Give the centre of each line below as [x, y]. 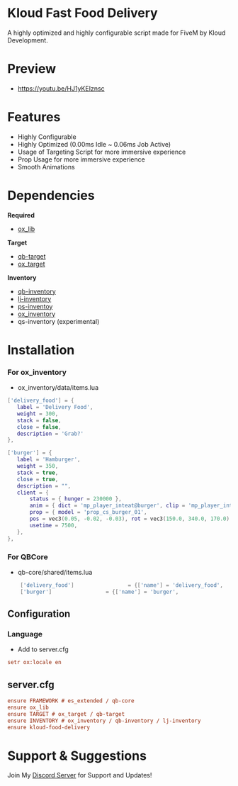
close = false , [39, 427]
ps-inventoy [35, 306]
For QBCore [28, 556]
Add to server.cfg [43, 649]
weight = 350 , [38, 466]
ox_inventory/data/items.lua [58, 388]
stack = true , [38, 473]
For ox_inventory [37, 372]
